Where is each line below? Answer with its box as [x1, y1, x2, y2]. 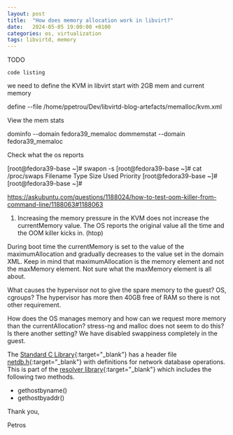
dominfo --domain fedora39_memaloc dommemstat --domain [7, 130, 185, 138]
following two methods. [7, 373, 75, 381]
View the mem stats [7, 116, 64, 125]
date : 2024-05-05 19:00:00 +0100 [7, 23, 111, 30]
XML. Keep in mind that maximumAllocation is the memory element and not [7, 257, 225, 266]
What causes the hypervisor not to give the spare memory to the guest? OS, [7, 286, 227, 295]
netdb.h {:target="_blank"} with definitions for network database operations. [7, 358, 226, 366]
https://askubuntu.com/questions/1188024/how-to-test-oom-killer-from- [7, 193, 217, 201]
